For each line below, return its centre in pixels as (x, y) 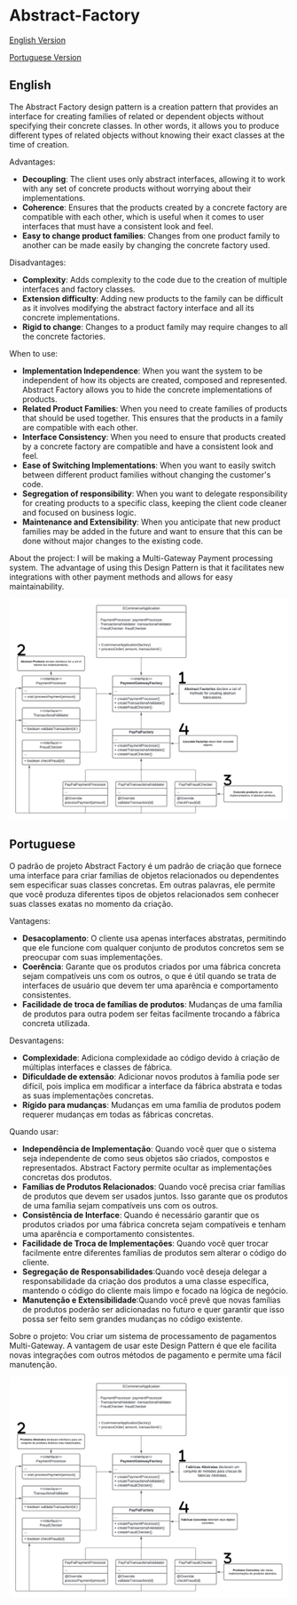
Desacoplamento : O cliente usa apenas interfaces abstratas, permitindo (154, 938)
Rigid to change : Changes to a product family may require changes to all (155, 326)
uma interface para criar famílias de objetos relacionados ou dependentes (144, 875)
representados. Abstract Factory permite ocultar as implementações (147, 1168)
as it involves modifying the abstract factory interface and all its (138, 308)
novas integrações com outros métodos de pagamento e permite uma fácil (145, 1355)
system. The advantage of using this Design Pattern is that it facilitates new (147, 567)
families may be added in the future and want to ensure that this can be (152, 531)
